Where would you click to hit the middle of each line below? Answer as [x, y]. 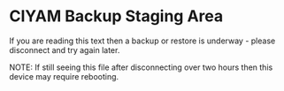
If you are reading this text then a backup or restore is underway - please [142, 41]
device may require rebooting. [64, 76]
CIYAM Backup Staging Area [116, 16]
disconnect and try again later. [65, 49]
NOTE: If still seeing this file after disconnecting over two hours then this [141, 67]
